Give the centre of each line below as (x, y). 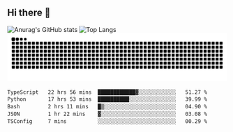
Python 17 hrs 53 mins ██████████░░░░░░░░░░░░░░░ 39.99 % (107, 99)
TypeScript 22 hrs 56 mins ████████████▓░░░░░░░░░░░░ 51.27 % (107, 92)
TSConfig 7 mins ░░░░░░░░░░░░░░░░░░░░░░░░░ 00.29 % (107, 122)
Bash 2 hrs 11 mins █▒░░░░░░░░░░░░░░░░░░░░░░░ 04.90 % (107, 107)
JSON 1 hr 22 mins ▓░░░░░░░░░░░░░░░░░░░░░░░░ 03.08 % (107, 114)
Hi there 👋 (29, 13)
